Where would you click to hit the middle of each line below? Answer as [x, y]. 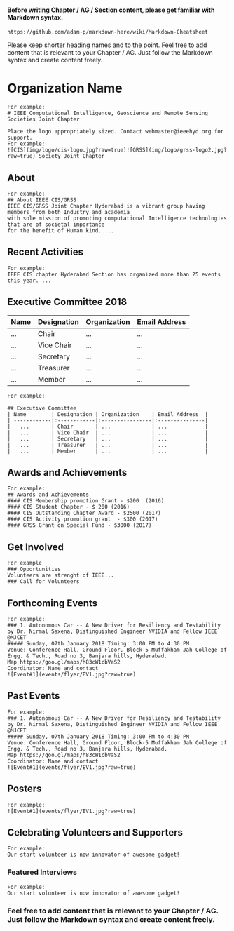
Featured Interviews [42, 872]
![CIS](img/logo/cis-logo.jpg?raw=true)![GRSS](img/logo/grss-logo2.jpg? [117, 150]
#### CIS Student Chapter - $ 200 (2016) [69, 507]
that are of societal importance [56, 225]
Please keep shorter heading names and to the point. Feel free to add [107, 45]
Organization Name [65, 88]
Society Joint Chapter [71, 156]
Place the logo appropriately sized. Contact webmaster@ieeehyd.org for [116, 132]
